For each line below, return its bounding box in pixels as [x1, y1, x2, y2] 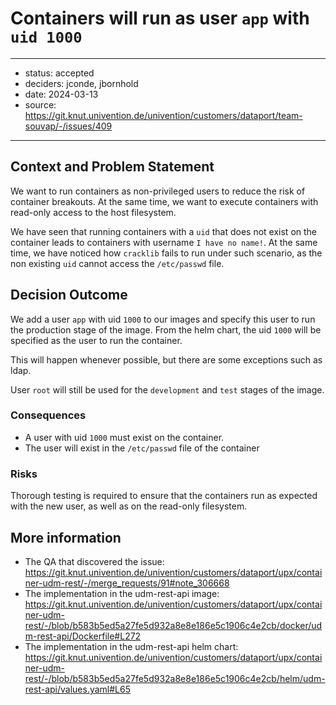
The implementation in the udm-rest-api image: [24, 587, 220, 599]
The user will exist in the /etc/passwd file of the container [24, 442, 260, 454]
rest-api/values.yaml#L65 [24, 683, 132, 695]
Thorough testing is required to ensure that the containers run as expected [10, 490, 318, 502]
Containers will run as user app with [10, 7, 310, 30]
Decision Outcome [10, 287, 128, 304]
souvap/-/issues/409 [24, 120, 113, 132]
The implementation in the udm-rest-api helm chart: [24, 640, 239, 652]
